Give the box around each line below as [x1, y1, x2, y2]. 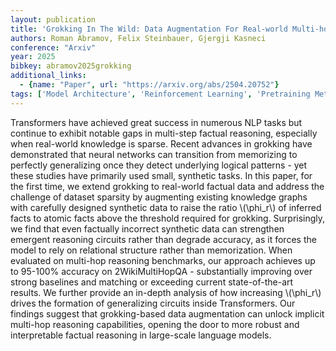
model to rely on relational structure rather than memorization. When [10, 244, 293, 256]
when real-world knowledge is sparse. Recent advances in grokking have [10, 137, 313, 150]
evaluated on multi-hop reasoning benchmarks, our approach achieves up [10, 254, 316, 266]
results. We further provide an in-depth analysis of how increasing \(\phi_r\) [10, 286, 322, 298]
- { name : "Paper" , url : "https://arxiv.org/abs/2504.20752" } [19, 80, 280, 90]
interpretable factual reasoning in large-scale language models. [10, 329, 272, 341]
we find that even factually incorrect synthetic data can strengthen [10, 222, 285, 235]
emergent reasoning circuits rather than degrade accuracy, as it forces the [10, 233, 317, 245]
